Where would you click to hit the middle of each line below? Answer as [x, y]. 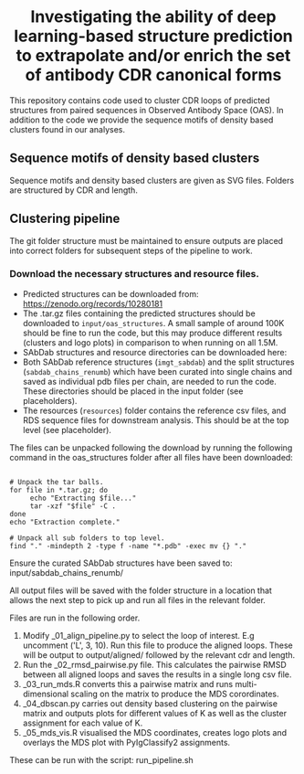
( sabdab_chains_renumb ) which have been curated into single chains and [157, 371]
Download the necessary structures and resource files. [135, 274]
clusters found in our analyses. [68, 129]
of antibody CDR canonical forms [153, 75]
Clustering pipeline [65, 219]
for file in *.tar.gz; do [58, 490]
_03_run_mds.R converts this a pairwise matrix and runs [128, 684]
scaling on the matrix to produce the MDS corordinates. [175, 694]
